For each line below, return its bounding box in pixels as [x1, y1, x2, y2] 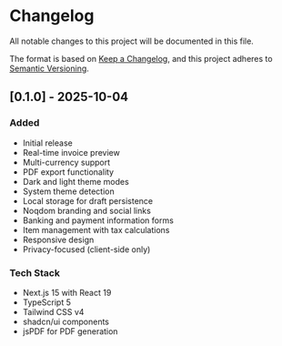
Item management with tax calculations [22, 224, 170, 235]
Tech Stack [9, 266, 61, 279]
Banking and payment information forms [22, 215, 175, 226]
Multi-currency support [22, 157, 111, 168]
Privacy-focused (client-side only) [22, 243, 151, 255]
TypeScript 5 [22, 297, 71, 308]
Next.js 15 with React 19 [22, 287, 112, 298]
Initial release [22, 137, 73, 148]
